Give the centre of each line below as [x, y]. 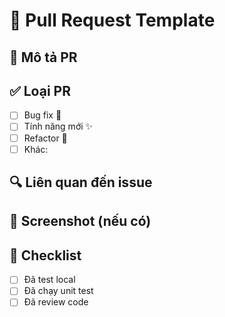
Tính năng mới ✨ [58, 126]
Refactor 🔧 [45, 138]
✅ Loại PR [40, 90]
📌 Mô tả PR [43, 57]
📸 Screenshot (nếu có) [80, 221]
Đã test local [49, 280]
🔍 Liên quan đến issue [81, 182]
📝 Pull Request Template [112, 20]
